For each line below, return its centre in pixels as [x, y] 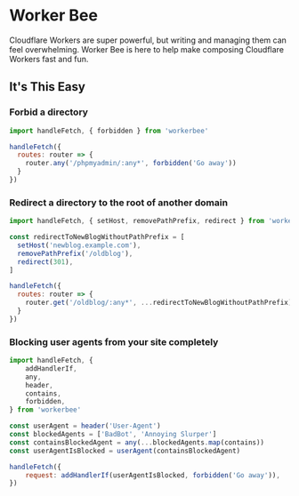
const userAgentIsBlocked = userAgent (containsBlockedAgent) [125, 451]
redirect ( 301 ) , [45, 262]
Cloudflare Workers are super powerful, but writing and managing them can [148, 40]
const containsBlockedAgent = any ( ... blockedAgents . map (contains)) [137, 442]
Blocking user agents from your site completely [114, 341]
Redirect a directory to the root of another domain [119, 203]
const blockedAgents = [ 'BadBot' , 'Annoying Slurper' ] [113, 435]
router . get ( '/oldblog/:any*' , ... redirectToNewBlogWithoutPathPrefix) [159, 303]
